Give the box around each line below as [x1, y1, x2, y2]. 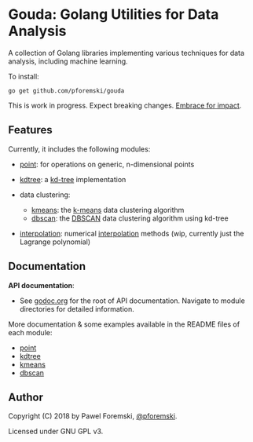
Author [8, 390, 43, 404]
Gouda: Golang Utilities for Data [8, 5, 219, 24]
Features [8, 123, 53, 137]
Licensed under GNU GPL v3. [8, 426, 104, 437]
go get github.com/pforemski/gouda [8, 86, 125, 95]
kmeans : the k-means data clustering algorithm [31, 205, 185, 214]
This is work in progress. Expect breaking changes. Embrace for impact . [8, 100, 242, 110]
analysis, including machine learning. [8, 57, 128, 66]
